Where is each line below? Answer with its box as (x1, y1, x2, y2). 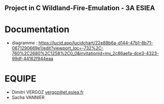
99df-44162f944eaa (11, 56, 54, 62)
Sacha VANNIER (11, 95, 45, 101)
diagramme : (11, 40, 37, 46)
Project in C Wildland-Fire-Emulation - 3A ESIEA (4, 4, 155, 12)
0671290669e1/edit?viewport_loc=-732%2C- (11, 45, 104, 51)
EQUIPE (4, 73, 36, 84)
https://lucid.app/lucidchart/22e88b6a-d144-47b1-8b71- (38, 40, 153, 46)
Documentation (4, 24, 70, 35)
